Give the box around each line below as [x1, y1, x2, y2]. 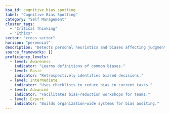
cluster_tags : [5, 21, 35, 27]
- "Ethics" [10, 31, 33, 36]
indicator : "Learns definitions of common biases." [14, 64, 125, 69]
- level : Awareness [10, 59, 51, 64]
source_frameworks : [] [5, 49, 53, 54]
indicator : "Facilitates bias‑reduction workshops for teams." [14, 92, 151, 97]
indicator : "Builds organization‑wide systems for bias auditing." [14, 101, 159, 106]
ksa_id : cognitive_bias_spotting [5, 7, 76, 13]
